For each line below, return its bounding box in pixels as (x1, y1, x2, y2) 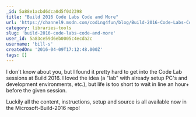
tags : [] (6, 52, 27, 58)
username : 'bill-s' (6, 42, 54, 47)
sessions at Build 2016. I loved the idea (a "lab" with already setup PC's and (6, 74, 188, 81)
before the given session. (6, 87, 67, 94)
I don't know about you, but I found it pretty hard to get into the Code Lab (6, 68, 182, 75)
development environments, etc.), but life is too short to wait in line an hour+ (6, 80, 190, 88)
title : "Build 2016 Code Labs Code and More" (6, 14, 118, 20)
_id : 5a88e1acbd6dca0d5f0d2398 (6, 8, 82, 15)
